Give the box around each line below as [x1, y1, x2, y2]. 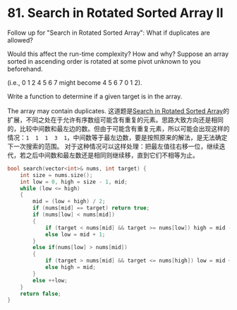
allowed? [7, 35, 33, 44]
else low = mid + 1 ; [44, 231, 106, 238]
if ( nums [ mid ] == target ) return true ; [32, 205, 150, 212]
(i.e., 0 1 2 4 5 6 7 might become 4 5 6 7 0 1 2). [7, 78, 142, 86]
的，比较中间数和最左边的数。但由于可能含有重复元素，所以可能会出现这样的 [7, 124, 230, 132]
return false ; [20, 290, 61, 297]
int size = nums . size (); [20, 171, 93, 178]
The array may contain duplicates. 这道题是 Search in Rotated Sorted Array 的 [7, 106, 229, 115]
